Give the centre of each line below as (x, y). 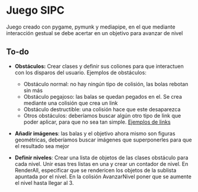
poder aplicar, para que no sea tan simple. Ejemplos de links (97, 122)
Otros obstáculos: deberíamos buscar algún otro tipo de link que (102, 115)
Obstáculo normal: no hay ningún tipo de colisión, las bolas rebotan (106, 84)
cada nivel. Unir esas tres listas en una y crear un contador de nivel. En (101, 163)
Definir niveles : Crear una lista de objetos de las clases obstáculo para (101, 158)
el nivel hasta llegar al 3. (44, 182)
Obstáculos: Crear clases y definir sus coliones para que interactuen (99, 66)
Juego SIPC (36, 10)
